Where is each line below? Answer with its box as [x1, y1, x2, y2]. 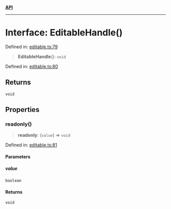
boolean [5, 178, 22, 183]
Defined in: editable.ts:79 [5, 43, 58, 50]
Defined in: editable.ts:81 [5, 142, 58, 148]
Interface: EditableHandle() [5, 27, 123, 39]
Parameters [5, 154, 31, 160]
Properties [5, 105, 40, 114]
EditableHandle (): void [17, 53, 66, 59]
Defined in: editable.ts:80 [5, 63, 59, 69]
